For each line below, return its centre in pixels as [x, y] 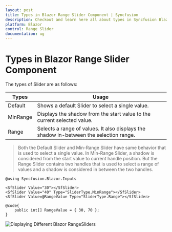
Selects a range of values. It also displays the [91, 129]
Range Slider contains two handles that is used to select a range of [88, 164]
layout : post [19, 10]
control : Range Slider [29, 29]
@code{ [12, 205]
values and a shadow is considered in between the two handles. [85, 169]
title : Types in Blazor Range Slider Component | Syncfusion [72, 15]
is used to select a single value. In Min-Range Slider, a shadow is [86, 153]
